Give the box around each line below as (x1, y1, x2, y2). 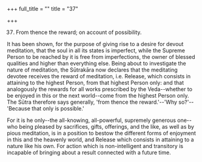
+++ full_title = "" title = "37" (7, 5, 78, 12)
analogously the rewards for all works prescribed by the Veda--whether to (7, 86, 193, 93)
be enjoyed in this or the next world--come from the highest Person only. (7, 92, 189, 99)
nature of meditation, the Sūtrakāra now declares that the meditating (7, 66, 178, 73)
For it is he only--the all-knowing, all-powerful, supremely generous (7, 116, 177, 124)
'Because (7, 105, 31, 112)
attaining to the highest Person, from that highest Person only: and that (7, 79, 184, 86)
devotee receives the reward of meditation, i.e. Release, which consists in (7, 73, 190, 79)
